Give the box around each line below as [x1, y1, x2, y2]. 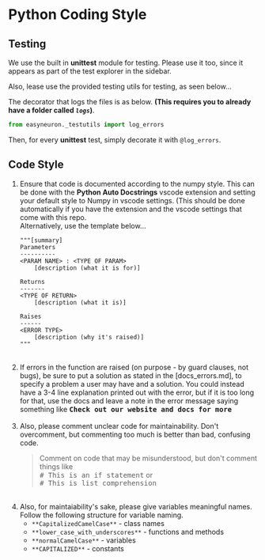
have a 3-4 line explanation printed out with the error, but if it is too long [19, 388, 255, 397]
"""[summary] [19, 236, 63, 244]
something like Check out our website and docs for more [19, 404, 233, 414]
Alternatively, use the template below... [19, 221, 146, 230]
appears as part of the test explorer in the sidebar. [8, 66, 172, 76]
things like [39, 461, 74, 471]
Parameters [19, 243, 56, 251]
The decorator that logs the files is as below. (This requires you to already [8, 97, 252, 106]
